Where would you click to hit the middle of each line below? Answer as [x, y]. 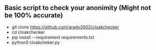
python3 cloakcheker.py [36, 42]
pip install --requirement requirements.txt [53, 37]
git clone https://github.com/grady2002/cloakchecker [65, 27]
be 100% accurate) [34, 16]
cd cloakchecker [28, 32]
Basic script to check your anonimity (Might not [78, 8]
